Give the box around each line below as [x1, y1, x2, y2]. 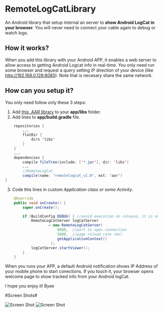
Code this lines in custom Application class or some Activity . [12, 186, 133, 192]
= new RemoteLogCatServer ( [48, 223, 103, 228]
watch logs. [5, 30, 28, 36]
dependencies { [14, 155, 45, 160]
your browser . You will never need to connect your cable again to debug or [5, 24, 156, 30]
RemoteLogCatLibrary [5, 3, 96, 15]
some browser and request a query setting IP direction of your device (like [5, 67, 154, 73]
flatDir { [22, 132, 42, 137]
